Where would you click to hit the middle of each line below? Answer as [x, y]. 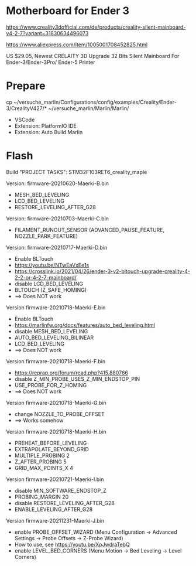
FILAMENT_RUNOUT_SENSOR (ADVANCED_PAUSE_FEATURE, [90, 230]
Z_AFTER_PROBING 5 [41, 462]
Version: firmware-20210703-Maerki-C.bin [58, 219]
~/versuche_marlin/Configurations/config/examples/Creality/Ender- [95, 102]
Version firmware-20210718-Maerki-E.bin [56, 307]
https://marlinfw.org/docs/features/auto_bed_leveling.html [85, 325]
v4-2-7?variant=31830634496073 [47, 33]
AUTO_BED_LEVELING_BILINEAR [54, 337]
